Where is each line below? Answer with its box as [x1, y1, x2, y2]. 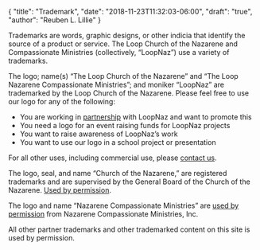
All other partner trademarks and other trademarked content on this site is [8, 225, 250, 234]
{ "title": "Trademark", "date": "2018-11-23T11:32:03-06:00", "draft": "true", [8, 7, 253, 16]
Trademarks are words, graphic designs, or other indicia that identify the [8, 31, 246, 40]
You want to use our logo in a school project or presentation [19, 138, 216, 146]
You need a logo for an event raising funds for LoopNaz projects [19, 121, 231, 130]
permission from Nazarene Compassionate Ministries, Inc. [8, 209, 199, 218]
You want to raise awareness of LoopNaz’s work [19, 129, 178, 139]
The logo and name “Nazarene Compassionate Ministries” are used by [8, 201, 239, 210]
